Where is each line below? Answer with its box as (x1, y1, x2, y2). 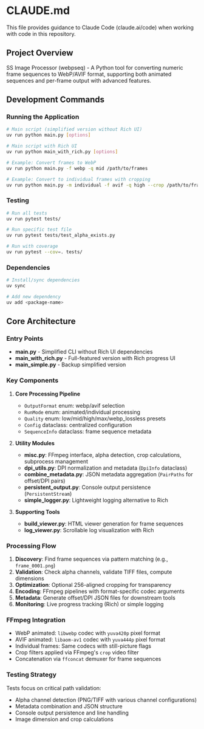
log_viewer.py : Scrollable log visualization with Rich (24, 526, 154, 533)
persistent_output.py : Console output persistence (24, 484, 151, 491)
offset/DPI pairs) (24, 477, 66, 484)
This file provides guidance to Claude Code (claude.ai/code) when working (6, 24, 194, 31)
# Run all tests (6, 210, 47, 216)
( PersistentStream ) (24, 490, 72, 497)
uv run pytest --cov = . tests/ (6, 249, 83, 255)
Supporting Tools (15, 508, 60, 515)
